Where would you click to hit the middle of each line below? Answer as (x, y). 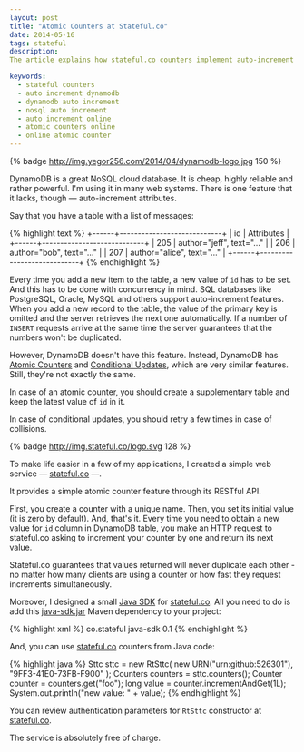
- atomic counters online (67, 127)
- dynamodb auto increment (69, 102)
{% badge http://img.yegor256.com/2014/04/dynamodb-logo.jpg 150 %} (146, 161)
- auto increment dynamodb (69, 93)
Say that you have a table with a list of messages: (102, 215)
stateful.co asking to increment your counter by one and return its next (142, 537)
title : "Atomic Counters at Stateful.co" (89, 26)
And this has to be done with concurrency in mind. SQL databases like (141, 289)
